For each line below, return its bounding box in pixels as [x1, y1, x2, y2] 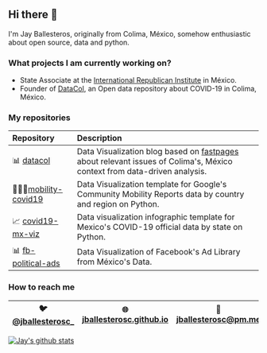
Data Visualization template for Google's [76, 179, 227, 190]
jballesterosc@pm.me [176, 314, 261, 325]
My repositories [8, 112, 72, 123]
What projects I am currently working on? [8, 57, 172, 68]
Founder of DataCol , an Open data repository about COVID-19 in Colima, [19, 84, 257, 94]
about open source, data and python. [8, 37, 130, 47]
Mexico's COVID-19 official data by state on [76, 222, 243, 233]
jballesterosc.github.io [82, 314, 169, 325]
